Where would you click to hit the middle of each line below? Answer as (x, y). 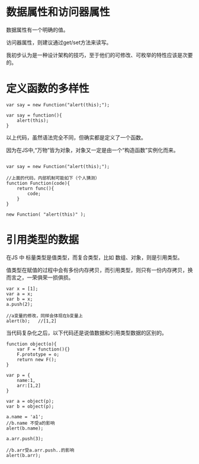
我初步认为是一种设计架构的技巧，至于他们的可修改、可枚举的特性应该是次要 (99, 55)
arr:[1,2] (29, 386)
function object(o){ (32, 344)
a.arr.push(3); (25, 438)
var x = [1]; (22, 289)
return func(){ (36, 188)
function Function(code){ (38, 183)
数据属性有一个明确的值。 (37, 30)
